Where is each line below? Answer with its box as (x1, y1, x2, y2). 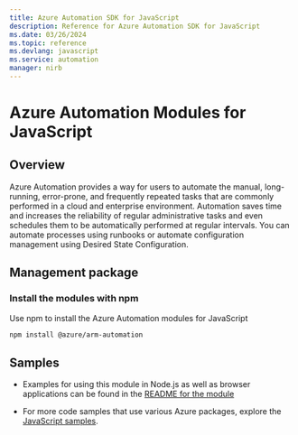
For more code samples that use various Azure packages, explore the (22, 406, 282, 417)
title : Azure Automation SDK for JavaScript (9, 13, 180, 23)
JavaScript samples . (22, 416, 99, 427)
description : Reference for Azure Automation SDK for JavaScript (9, 22, 260, 31)
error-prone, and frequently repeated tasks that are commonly (42, 190, 275, 201)
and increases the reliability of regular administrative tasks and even (9, 209, 264, 221)
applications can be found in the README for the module (22, 389, 235, 400)
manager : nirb (9, 64, 63, 73)
